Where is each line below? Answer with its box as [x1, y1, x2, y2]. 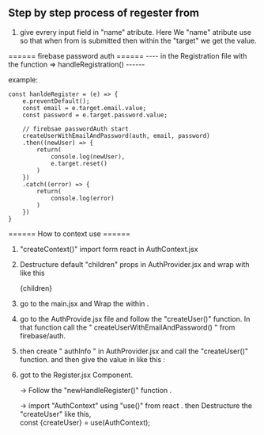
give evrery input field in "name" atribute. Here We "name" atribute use [19, 27, 251, 36]
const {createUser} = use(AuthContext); [19, 418, 151, 427]
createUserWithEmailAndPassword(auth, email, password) [22, 132, 211, 139]
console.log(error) [50, 194, 115, 202]
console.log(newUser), [50, 152, 126, 161]
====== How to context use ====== [8, 229, 130, 238]
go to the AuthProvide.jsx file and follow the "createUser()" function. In [19, 314, 251, 323]
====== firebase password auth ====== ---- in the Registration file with [8, 51, 247, 60]
